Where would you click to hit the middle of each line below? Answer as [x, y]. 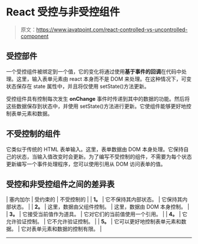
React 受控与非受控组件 [63, 12]
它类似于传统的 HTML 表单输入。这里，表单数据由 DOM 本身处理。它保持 [95, 149]
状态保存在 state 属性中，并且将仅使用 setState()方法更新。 [78, 86]
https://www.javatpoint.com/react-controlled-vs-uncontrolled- [112, 29]
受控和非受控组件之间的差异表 [60, 184]
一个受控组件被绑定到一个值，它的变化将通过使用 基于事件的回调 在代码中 [94, 71]
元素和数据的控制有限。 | [72, 229]
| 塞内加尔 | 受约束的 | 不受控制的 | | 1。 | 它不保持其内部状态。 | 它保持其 [94, 200]
